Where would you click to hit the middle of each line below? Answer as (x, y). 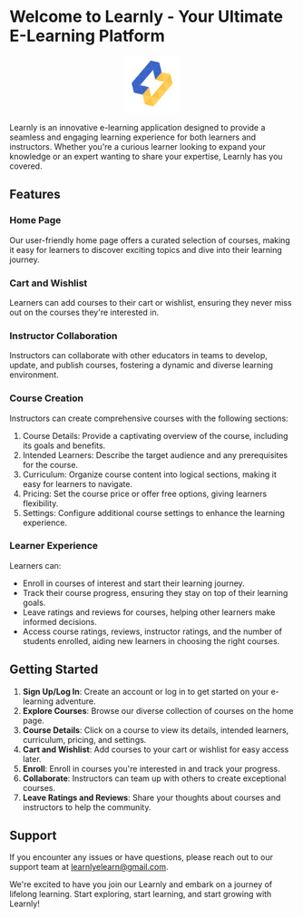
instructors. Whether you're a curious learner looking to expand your (137, 146)
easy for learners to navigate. (78, 483)
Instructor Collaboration (64, 336)
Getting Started (54, 670)
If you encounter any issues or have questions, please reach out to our (142, 857)
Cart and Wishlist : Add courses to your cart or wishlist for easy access (156, 749)
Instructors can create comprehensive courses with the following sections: (149, 418)
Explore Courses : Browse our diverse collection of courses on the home (158, 710)
